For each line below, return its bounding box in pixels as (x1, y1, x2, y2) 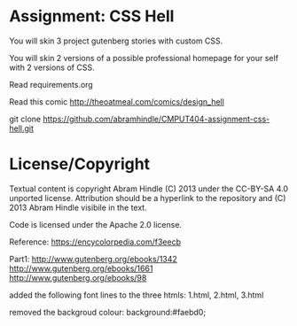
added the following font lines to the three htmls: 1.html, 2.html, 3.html (9, 290, 264, 300)
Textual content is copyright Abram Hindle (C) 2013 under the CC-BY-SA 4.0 (9, 183, 288, 194)
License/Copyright (9, 154, 151, 175)
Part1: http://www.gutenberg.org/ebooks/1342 (9, 253, 177, 264)
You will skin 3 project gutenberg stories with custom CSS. (9, 35, 223, 46)
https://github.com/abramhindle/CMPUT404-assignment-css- (43, 113, 270, 124)
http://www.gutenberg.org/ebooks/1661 (9, 263, 153, 274)
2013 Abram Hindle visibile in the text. (9, 202, 148, 213)
